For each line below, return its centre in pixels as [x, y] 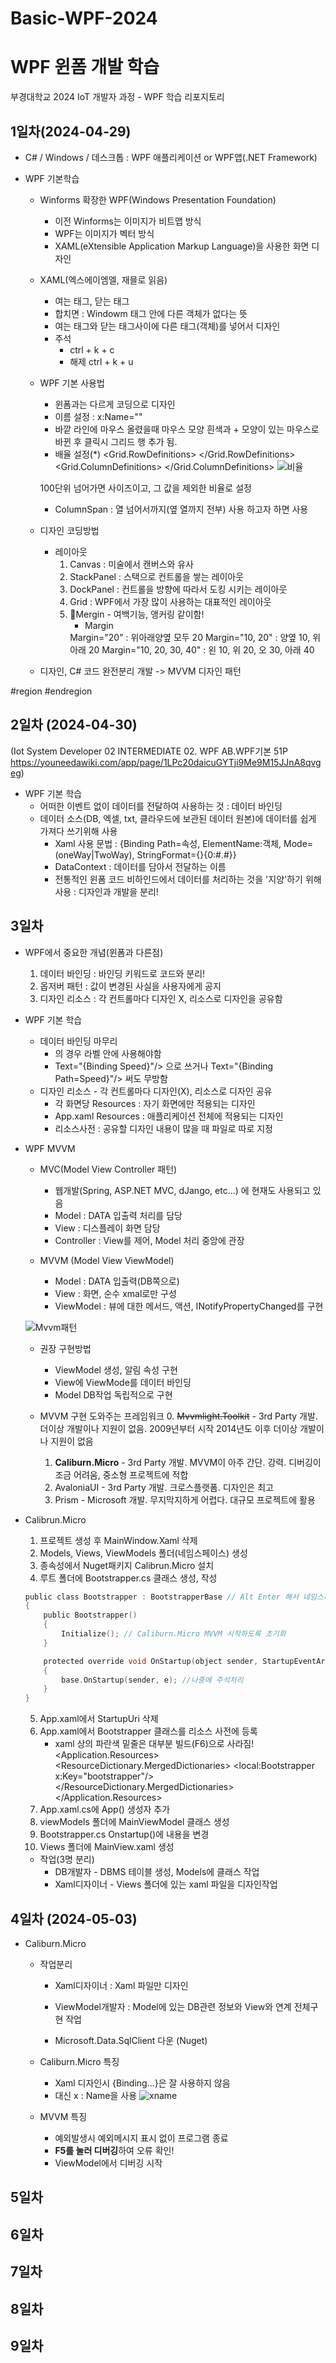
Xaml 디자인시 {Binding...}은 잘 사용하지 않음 [142, 2083]
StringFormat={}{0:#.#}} [186, 854]
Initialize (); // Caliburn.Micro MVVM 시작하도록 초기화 [174, 1634]
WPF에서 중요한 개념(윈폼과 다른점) [94, 952]
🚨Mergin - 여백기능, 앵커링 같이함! [137, 614]
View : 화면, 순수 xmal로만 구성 [115, 1293]
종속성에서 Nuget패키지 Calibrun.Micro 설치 [127, 1565]
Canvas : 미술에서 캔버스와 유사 [131, 564]
